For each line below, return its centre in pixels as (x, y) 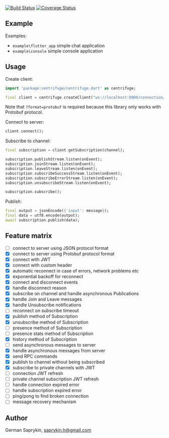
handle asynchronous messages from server (59, 350)
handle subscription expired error (47, 391)
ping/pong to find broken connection (51, 396)
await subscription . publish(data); (43, 220)
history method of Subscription (45, 339)
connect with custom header (42, 265)
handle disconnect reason (39, 288)
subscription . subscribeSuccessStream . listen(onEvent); (64, 173)
